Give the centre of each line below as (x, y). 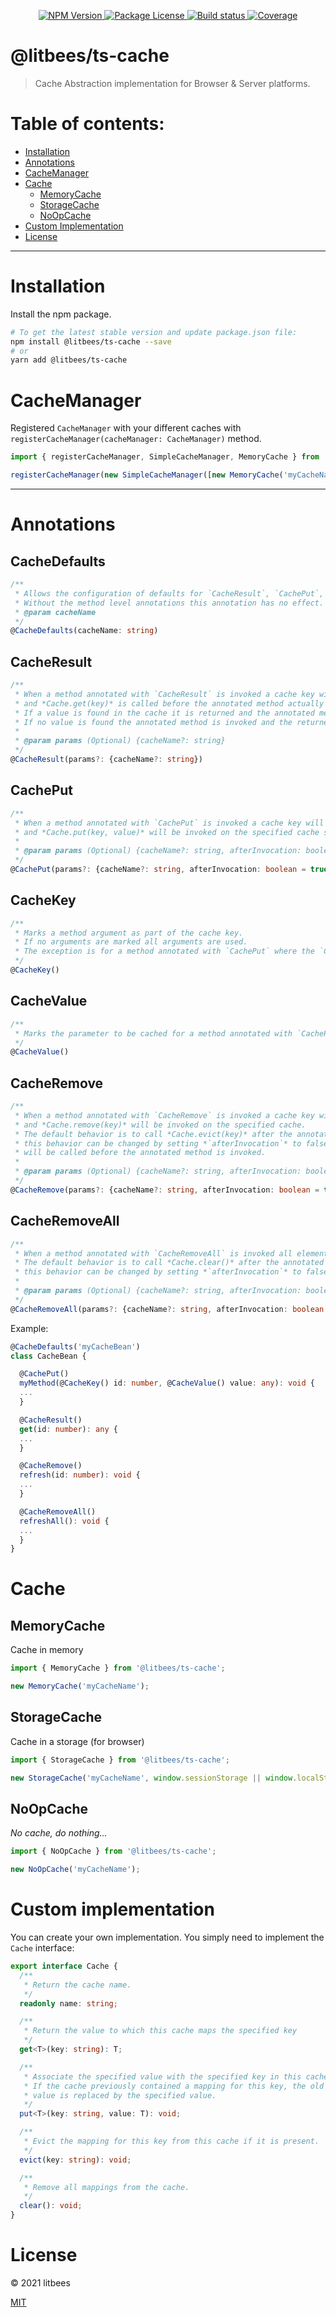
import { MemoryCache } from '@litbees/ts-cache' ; (118, 1668)
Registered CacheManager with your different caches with (126, 428)
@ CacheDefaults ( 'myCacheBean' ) (75, 1346)
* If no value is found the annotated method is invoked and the (153, 722)
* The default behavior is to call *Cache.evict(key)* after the (153, 1134)
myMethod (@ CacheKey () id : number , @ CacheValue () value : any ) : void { (167, 1383)
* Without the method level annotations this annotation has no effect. (169, 603)
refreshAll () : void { (64, 1521)
